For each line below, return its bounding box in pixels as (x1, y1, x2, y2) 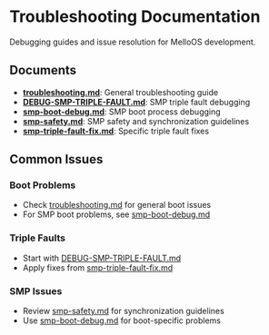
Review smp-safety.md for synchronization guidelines (22, 306, 224, 317)
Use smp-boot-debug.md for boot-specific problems (22, 315, 221, 326)
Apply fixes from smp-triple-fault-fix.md (22, 261, 174, 273)
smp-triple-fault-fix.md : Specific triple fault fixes (22, 125, 210, 136)
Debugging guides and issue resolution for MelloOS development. (9, 36, 256, 47)
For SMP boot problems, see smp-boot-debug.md (22, 209, 211, 220)
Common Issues (9, 152, 104, 167)
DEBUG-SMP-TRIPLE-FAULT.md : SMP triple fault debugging (22, 96, 251, 107)
